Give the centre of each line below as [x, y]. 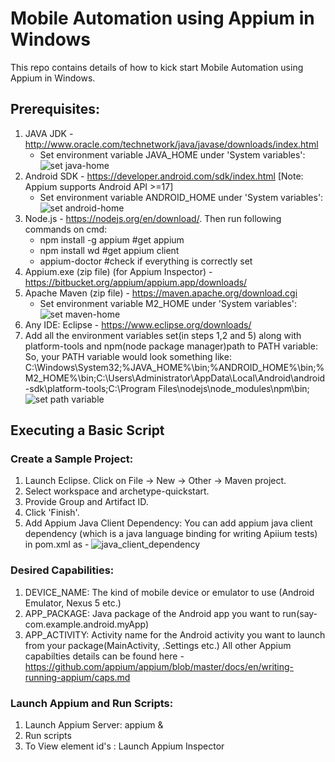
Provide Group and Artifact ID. [86, 502]
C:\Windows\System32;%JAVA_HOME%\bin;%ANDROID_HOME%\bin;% [174, 367]
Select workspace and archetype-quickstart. [117, 491]
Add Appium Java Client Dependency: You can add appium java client [168, 523]
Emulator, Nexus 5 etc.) [73, 603]
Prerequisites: [55, 109]
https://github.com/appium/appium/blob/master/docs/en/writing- [159, 666]
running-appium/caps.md [77, 677]
